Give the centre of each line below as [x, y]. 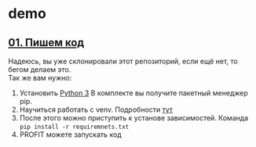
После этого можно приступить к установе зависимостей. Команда [134, 118]
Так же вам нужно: [40, 78]
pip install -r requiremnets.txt [74, 127]
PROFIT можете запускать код [70, 134]
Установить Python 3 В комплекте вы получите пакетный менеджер [134, 93]
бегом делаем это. [40, 70]
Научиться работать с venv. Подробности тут [96, 109]
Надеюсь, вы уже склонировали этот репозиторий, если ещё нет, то [123, 61]
